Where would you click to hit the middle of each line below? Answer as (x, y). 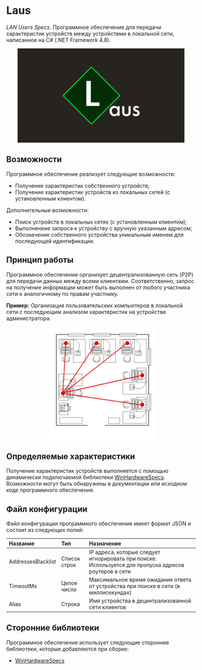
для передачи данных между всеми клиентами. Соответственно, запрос (100, 281)
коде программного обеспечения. (50, 490)
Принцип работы (40, 260)
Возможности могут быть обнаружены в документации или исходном (97, 484)
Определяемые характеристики (71, 456)
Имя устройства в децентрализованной (140, 601)
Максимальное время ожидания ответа (140, 580)
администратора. (29, 318)
